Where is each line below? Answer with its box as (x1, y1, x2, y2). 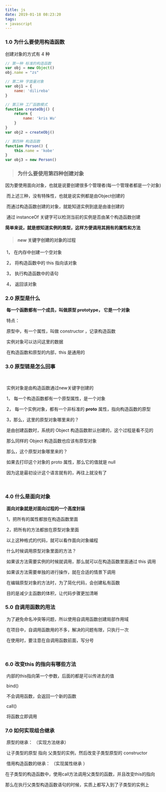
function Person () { (5, 143, 48, 149)
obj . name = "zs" (5, 70, 39, 75)
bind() (6, 683, 19, 689)
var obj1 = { (5, 84, 32, 89)
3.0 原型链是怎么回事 (5, 363, 56, 370)
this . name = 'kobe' (14, 148, 55, 153)
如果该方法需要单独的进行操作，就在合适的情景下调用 (6, 569, 116, 575)
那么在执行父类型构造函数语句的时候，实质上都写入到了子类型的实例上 (5, 782, 150, 788)
